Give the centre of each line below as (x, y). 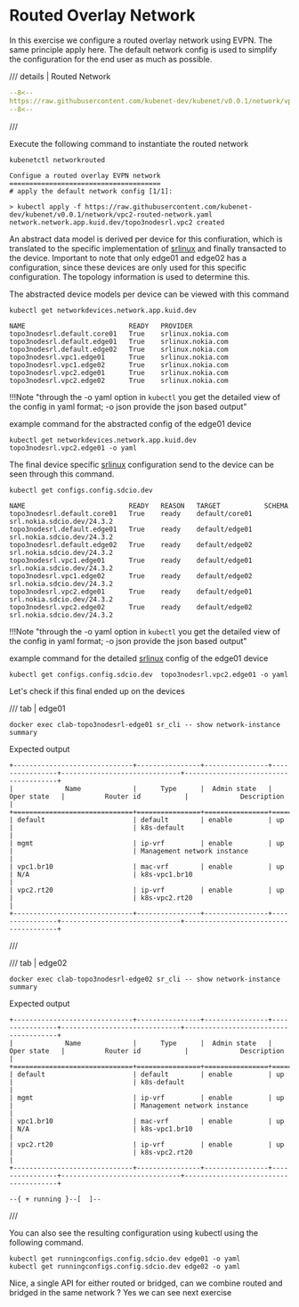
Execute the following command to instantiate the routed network (129, 143)
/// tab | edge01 (37, 708)
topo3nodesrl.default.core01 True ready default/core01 (131, 513)
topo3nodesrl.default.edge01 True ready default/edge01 (131, 529)
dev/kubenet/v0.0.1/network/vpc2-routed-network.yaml (111, 215)
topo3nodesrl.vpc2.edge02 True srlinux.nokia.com (119, 380)
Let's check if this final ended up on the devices (97, 690)
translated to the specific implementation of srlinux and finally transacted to (148, 248)
